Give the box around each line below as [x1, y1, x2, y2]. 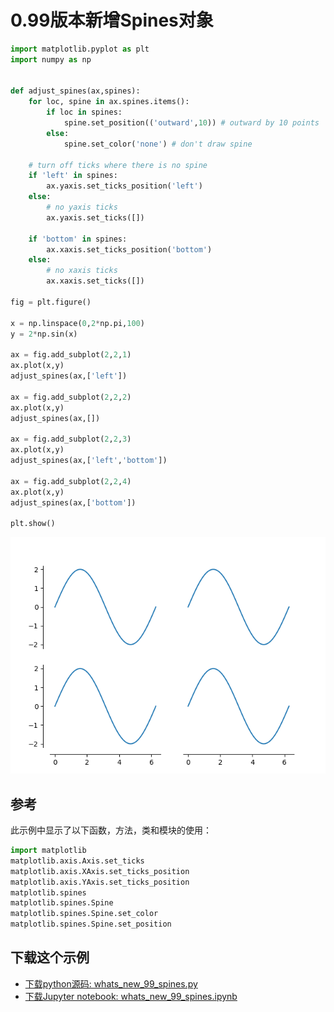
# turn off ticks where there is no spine [28, 160, 208, 170]
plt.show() [10, 519, 56, 529]
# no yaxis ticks [46, 202, 118, 213]
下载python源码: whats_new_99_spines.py [24, 977, 198, 990]
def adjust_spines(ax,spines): [10, 86, 141, 96]
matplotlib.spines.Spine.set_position [10, 919, 172, 930]
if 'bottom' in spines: [28, 234, 128, 244]
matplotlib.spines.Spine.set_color [10, 909, 159, 919]
